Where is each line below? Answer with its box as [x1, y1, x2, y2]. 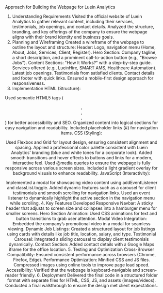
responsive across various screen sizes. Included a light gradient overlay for [5, 165, 158, 171]
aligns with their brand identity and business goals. [12, 34, 114, 40]
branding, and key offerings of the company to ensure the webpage [12, 29, 148, 34]
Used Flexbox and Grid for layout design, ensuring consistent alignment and [5, 139, 158, 145]
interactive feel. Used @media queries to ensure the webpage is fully [12, 160, 151, 166]
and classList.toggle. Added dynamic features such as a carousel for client [7, 185, 156, 190]
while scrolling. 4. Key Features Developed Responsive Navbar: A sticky [9, 200, 154, 206]
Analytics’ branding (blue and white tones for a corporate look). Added [11, 150, 152, 155]
